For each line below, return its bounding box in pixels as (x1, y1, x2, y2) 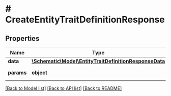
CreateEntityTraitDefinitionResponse (5, 14, 165, 25)
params (8, 69, 27, 76)
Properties (5, 34, 40, 43)
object (31, 69, 47, 76)
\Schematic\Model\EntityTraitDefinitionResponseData (31, 58, 165, 65)
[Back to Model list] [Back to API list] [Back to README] (5, 85, 122, 91)
